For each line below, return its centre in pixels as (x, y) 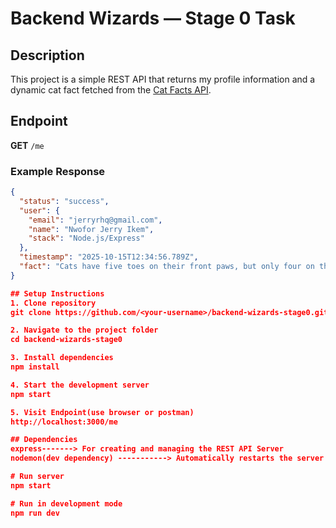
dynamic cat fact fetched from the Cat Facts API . (111, 90)
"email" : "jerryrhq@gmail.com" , (95, 220)
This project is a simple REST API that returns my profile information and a (163, 79)
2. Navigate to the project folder (84, 330)
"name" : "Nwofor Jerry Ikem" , (91, 229)
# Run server (37, 477)
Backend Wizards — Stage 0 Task (153, 18)
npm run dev (35, 513)
